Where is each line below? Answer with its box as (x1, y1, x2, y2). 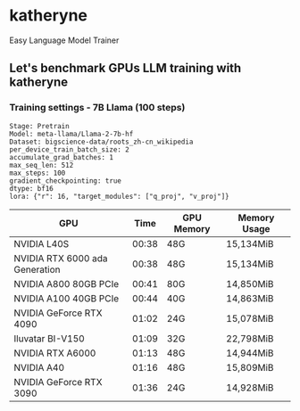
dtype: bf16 (9, 184, 54, 193)
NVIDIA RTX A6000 (13, 347, 96, 359)
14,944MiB (226, 347, 274, 359)
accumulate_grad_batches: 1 (9, 152, 114, 161)
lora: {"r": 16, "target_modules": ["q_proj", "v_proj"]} (9, 192, 229, 201)
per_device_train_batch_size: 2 (9, 144, 129, 154)
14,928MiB (226, 381, 274, 393)
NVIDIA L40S (13, 237, 70, 250)
